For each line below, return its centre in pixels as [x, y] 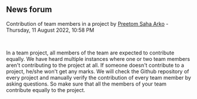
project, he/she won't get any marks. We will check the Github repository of [98, 71]
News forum [29, 10]
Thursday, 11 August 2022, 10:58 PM [50, 30]
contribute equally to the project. [46, 90]
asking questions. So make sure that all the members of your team [86, 84]
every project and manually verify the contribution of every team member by [98, 77]
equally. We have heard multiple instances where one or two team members [98, 59]
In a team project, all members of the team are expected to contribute [90, 53]
